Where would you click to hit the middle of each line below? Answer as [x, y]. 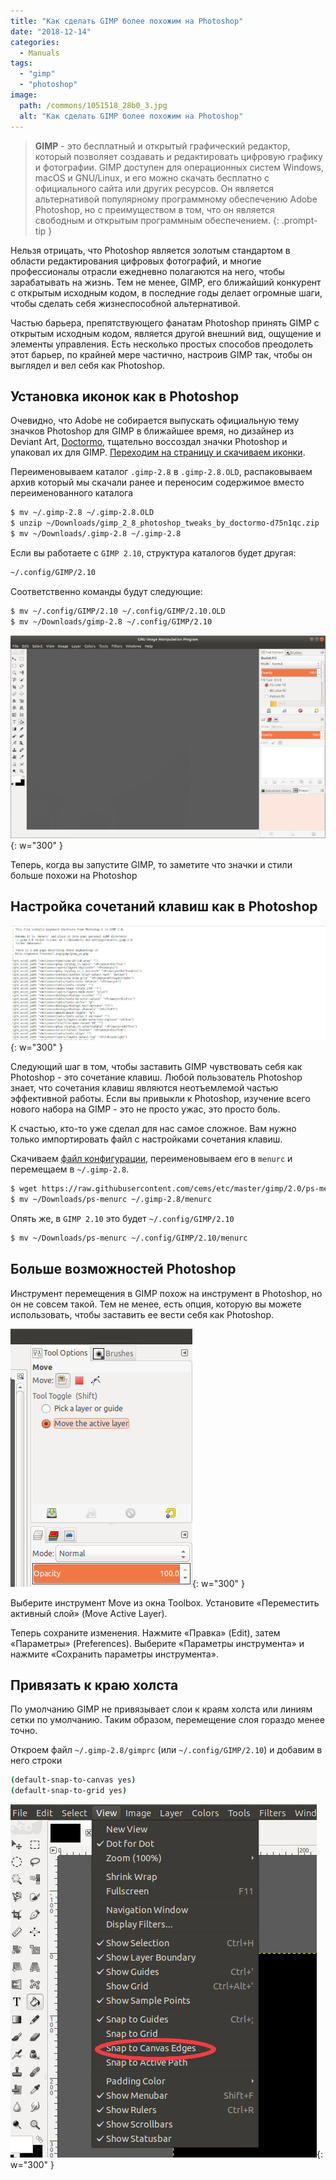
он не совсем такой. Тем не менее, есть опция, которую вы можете [156, 1304]
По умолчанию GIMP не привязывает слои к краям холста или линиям [161, 1709]
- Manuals [39, 53]
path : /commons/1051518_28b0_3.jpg [93, 105]
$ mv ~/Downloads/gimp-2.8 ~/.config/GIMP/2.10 [111, 621]
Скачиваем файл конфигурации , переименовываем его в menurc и [151, 1159]
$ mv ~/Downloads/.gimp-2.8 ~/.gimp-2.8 [96, 534]
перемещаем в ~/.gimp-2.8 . [70, 1169]
